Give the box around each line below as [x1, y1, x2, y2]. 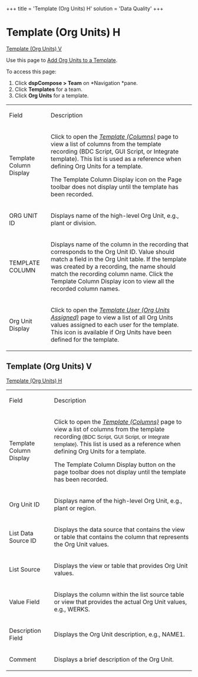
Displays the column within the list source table [54, 590, 184, 598]
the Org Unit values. [54, 540, 109, 548]
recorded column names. [51, 284, 120, 293]
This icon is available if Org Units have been [51, 328, 172, 336]
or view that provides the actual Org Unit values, [54, 597, 187, 606]
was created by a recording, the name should [51, 262, 176, 270]
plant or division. [51, 218, 97, 227]
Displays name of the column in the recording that [51, 240, 189, 248]
